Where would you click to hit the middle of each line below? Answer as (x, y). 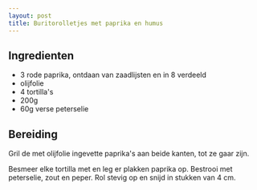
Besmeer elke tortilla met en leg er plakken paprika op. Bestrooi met (120, 169)
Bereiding (33, 134)
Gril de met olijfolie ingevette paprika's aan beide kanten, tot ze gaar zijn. (129, 154)
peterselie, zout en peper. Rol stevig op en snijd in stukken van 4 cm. (122, 178)
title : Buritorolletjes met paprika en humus (86, 23)
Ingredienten (41, 56)
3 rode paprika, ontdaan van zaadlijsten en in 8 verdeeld (113, 75)
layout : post (30, 16)
